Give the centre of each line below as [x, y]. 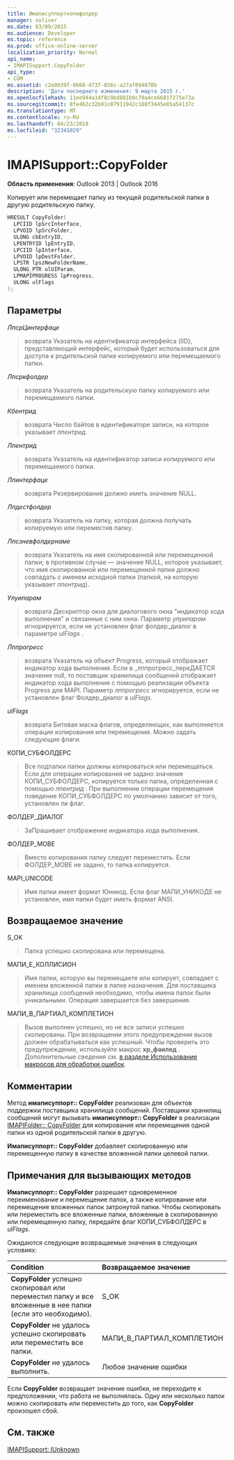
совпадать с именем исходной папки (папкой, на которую [111, 577]
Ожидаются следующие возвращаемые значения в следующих [102, 1243]
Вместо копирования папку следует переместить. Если [107, 857]
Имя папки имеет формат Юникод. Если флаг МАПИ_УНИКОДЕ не [123, 892]
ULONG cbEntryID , [39, 237]
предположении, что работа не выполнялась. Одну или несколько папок [116, 1396]
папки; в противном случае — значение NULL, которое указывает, [124, 562]
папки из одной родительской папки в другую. [77, 1133]
